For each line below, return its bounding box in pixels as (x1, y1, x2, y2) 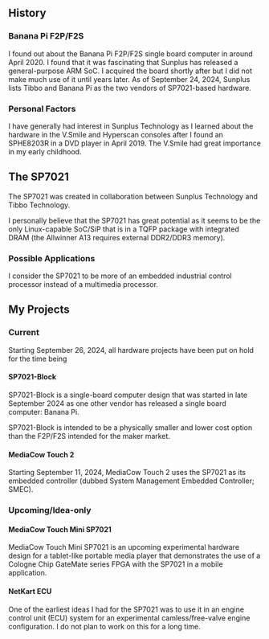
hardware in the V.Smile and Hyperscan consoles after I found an (8, 129, 223, 139)
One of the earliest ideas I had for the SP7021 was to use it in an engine (8, 604, 245, 614)
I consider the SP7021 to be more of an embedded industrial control (8, 271, 233, 281)
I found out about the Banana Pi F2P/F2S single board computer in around (8, 48, 253, 59)
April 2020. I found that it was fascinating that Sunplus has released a (8, 57, 238, 67)
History (8, 6, 47, 20)
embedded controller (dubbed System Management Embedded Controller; (8, 476, 255, 485)
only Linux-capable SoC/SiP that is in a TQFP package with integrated (8, 224, 239, 234)
